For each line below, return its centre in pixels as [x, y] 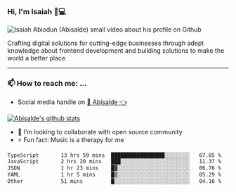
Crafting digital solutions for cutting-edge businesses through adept [106, 43]
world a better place [36, 58]
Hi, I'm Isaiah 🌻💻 [37, 11]
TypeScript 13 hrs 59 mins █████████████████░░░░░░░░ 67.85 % [114, 155]
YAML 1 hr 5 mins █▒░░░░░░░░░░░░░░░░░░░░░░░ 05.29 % [114, 175]
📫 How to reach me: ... [47, 84]
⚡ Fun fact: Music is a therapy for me [71, 139]
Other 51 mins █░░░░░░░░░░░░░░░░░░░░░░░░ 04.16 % [114, 181]
